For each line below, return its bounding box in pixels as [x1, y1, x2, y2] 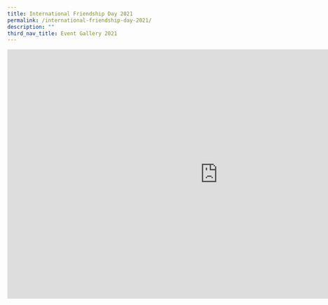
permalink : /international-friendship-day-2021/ [7, 17, 152, 24]
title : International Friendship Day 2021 [7, 10, 133, 18]
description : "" [7, 23, 55, 30]
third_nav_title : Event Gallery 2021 [7, 29, 118, 37]
